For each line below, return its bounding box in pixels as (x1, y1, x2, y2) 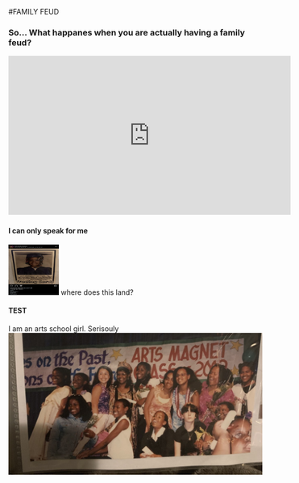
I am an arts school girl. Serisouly (8, 323, 119, 334)
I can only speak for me (8, 225, 89, 235)
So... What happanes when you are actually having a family (8, 27, 246, 38)
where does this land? (60, 287, 135, 297)
